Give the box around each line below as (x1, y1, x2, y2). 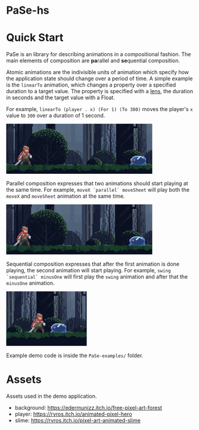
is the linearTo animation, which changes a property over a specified (6, 81, 176, 88)
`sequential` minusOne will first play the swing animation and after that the (6, 273, 188, 281)
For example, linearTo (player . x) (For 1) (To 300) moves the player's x (6, 106, 193, 113)
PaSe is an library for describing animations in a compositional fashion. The (6, 51, 191, 58)
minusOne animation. (6, 279, 55, 287)
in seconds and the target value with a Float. (6, 94, 115, 102)
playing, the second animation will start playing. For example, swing (6, 267, 171, 274)
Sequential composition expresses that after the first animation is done (6, 260, 180, 268)
